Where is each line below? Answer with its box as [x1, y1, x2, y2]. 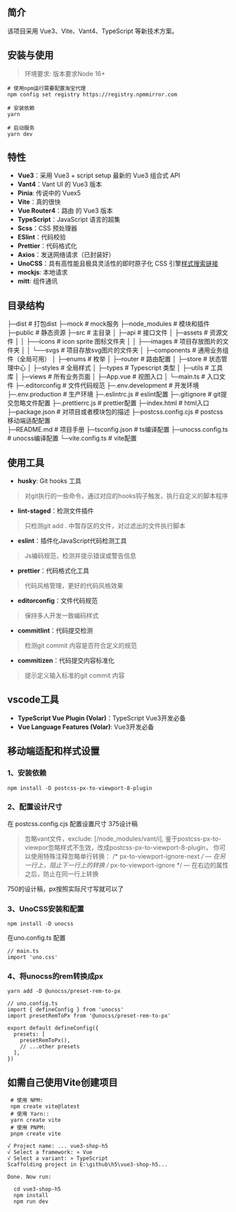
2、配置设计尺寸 [7, 802, 63, 812]
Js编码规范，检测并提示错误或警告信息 [24, 551, 137, 560]
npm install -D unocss [7, 920, 74, 927]
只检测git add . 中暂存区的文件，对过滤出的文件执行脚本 [24, 522, 186, 530]
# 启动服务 [7, 124, 35, 132]
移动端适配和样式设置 [7, 745, 100, 757]
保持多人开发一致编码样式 [24, 611, 99, 620]
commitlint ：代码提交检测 [17, 626, 93, 635]
